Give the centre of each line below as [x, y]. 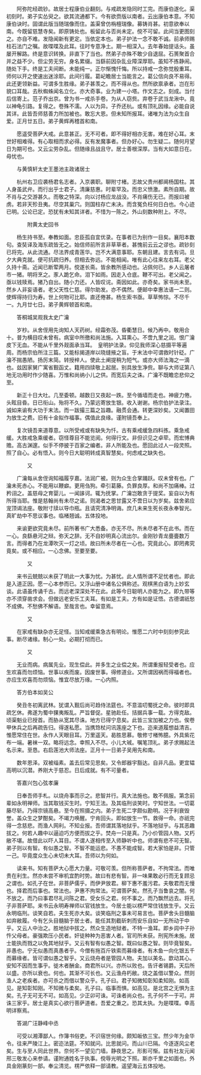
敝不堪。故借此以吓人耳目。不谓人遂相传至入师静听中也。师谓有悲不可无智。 [100, 841]
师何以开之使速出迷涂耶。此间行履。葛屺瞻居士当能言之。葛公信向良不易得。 [100, 76]
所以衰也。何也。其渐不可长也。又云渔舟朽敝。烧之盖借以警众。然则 [111, 973]
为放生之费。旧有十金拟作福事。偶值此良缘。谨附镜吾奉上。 [80, 417]
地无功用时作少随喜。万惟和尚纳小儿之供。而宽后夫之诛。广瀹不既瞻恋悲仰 [98, 375]
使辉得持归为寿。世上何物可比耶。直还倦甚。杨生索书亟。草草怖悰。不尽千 [98, 297]
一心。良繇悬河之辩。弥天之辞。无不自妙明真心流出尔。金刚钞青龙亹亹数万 [98, 536]
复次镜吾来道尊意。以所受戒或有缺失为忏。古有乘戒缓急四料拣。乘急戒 [103, 430]
